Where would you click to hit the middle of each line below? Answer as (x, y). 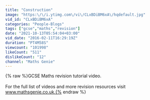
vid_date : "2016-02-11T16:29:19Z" (42, 38)
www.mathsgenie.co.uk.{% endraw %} (46, 92)
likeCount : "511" (23, 52)
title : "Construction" (29, 10)
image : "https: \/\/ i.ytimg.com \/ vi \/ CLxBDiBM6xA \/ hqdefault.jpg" (75, 15)
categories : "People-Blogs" (35, 24)
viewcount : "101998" (27, 47)
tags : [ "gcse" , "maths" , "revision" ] (43, 29)
